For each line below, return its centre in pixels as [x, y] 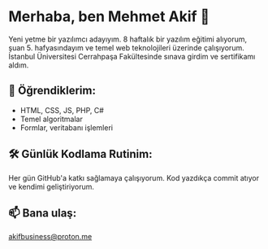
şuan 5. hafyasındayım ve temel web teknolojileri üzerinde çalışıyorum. [127, 47]
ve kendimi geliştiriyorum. [52, 186]
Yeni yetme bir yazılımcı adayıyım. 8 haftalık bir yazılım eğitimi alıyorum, [128, 39]
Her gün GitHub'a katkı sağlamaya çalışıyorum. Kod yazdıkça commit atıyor [134, 177]
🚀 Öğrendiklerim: [52, 91]
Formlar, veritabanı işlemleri [67, 127]
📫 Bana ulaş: [43, 213]
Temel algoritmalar [51, 119]
